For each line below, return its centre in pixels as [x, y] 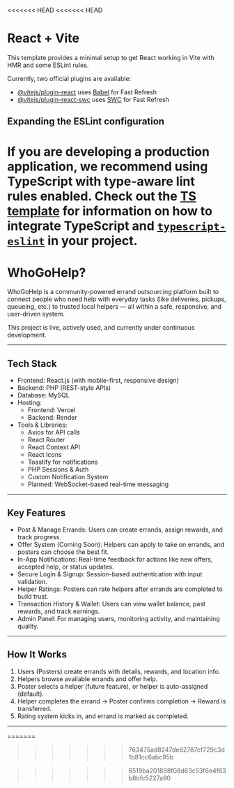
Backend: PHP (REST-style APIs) [64, 388]
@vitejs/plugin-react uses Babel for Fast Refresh [87, 92]
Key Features [37, 513]
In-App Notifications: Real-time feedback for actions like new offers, [115, 560]
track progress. [39, 537]
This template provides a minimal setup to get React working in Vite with [111, 57]
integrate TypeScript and [81, 226]
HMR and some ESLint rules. [48, 65]
